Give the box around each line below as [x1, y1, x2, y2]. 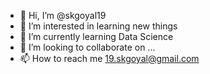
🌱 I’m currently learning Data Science [19, 31, 174, 42]
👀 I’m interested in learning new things [19, 20, 178, 32]
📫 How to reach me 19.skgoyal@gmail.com [19, 53, 200, 64]
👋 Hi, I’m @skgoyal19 [19, 10, 107, 21]
